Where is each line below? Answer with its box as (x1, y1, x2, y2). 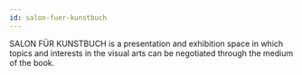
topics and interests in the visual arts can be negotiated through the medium (9, 47, 294, 59)
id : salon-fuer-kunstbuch (9, 13, 107, 23)
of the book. (9, 57, 55, 68)
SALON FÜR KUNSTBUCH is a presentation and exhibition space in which (9, 38, 284, 49)
